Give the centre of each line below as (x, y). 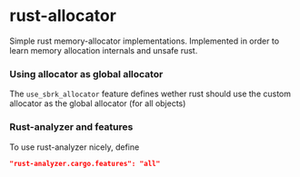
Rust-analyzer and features (71, 127)
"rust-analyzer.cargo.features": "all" (85, 163)
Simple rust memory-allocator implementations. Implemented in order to (145, 41)
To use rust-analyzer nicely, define (75, 147)
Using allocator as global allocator (86, 74)
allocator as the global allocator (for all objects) (98, 103)
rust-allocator (63, 16)
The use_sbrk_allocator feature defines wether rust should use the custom (150, 94)
